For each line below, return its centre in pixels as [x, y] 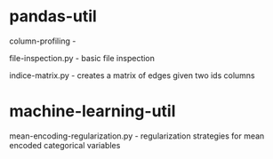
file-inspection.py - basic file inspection [82, 58]
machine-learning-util [92, 111]
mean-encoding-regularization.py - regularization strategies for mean [137, 136]
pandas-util [53, 16]
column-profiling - [43, 41]
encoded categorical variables [65, 145]
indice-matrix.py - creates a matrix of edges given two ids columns [132, 75]
